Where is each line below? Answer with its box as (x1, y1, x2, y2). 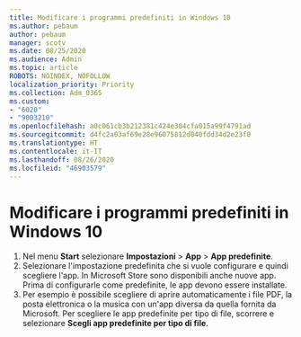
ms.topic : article (9, 64, 78, 73)
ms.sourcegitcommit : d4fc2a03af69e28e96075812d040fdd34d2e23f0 (9, 130, 252, 139)
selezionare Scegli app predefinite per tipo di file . (22, 318, 208, 329)
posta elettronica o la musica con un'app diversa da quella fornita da (22, 298, 277, 310)
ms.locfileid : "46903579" (9, 164, 106, 173)
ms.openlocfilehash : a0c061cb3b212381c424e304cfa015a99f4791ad (9, 122, 252, 131)
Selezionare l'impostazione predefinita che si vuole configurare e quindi (22, 261, 289, 271)
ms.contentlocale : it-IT (9, 146, 102, 155)
